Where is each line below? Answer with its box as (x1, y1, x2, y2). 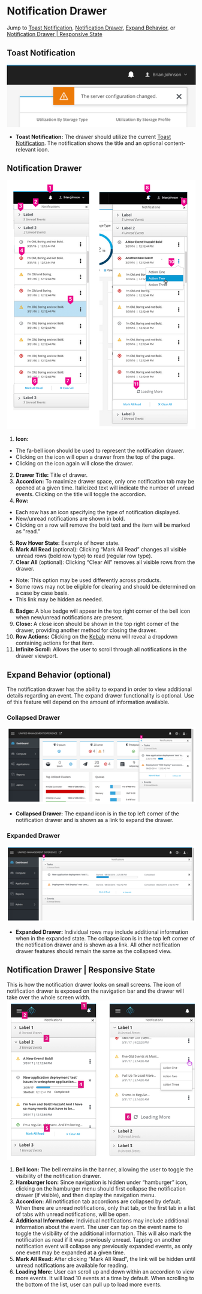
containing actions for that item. (15, 639, 95, 647)
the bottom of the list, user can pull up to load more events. (15, 1281, 162, 1288)
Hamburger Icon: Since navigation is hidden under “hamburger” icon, (15, 1179, 188, 1186)
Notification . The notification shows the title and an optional (15, 140, 164, 147)
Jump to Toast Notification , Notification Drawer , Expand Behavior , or (7, 24, 176, 31)
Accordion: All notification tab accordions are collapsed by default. (15, 1198, 182, 1205)
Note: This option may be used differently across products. (15, 577, 161, 584)
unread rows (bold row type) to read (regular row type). (15, 552, 153, 560)
